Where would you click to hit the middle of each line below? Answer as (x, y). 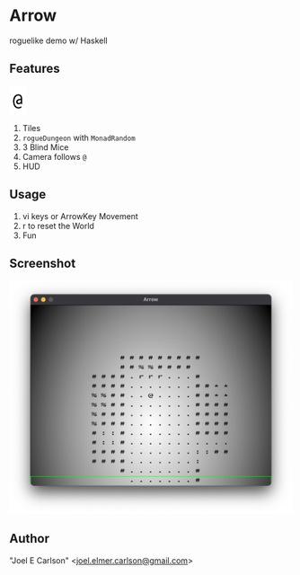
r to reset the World (58, 226)
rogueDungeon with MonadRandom (79, 137)
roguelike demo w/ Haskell (58, 40)
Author (29, 539)
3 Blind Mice (45, 147)
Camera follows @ (54, 156)
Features (35, 69)
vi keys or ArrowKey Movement (80, 216)
